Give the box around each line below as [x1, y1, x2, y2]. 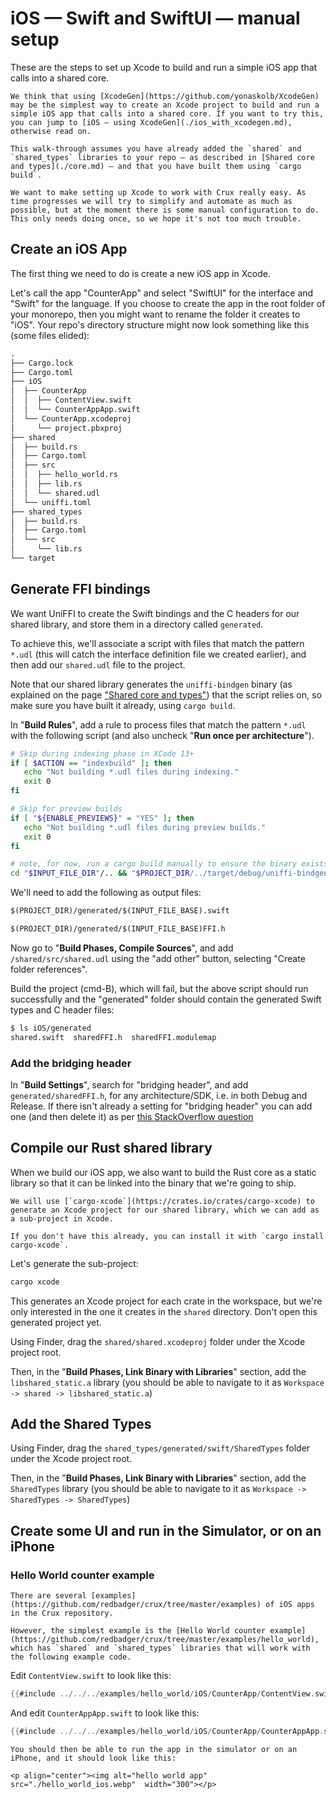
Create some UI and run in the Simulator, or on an [10, 1522, 322, 1539]
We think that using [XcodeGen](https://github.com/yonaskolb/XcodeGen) [10, 91, 320, 101]
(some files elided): [10, 329, 90, 341]
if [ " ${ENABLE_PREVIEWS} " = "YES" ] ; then [10, 813, 195, 823]
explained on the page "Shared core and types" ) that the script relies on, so [10, 688, 322, 701]
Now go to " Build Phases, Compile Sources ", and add [10, 942, 234, 954]
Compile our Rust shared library [10, 1140, 213, 1157]
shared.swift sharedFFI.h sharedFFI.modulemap [10, 1032, 217, 1042]
